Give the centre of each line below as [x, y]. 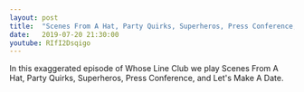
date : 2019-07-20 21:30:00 [64, 34]
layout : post [34, 18]
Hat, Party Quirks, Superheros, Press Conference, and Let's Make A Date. [147, 78]
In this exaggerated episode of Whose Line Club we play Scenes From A [144, 69]
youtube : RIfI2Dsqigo [50, 43]
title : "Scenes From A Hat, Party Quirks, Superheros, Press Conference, [153, 26]
